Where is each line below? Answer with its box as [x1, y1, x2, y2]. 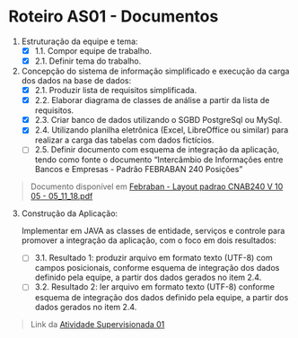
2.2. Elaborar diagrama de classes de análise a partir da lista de [34, 95, 270, 106]
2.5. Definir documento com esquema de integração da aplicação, [34, 144, 280, 155]
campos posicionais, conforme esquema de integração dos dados [34, 263, 280, 273]
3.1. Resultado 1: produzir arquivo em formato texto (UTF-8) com [34, 253, 273, 264]
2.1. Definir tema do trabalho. [34, 56, 142, 66]
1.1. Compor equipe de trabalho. [34, 45, 152, 56]
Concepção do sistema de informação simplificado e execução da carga [21, 65, 290, 77]
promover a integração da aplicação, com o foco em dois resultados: [21, 235, 277, 246]
